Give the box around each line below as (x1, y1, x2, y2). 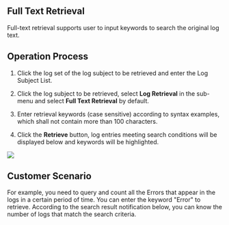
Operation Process (7, 51, 89, 62)
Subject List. (16, 76, 53, 84)
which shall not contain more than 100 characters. (16, 117, 158, 125)
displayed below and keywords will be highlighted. (16, 137, 159, 146)
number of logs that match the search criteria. (7, 210, 137, 218)
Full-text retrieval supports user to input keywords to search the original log (7, 23, 219, 31)
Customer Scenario (7, 170, 92, 182)
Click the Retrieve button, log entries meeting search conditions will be (16, 130, 217, 139)
